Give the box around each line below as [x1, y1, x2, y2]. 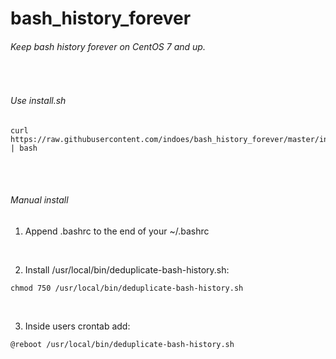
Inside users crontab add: [24, 320, 131, 332]
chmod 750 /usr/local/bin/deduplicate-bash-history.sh [10, 283, 244, 293]
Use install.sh [10, 94, 67, 106]
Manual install [10, 194, 69, 206]
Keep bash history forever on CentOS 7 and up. [10, 40, 206, 52]
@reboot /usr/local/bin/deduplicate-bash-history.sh [10, 339, 235, 349]
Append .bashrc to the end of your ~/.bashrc [24, 225, 210, 237]
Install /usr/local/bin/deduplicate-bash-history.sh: [24, 263, 230, 276]
